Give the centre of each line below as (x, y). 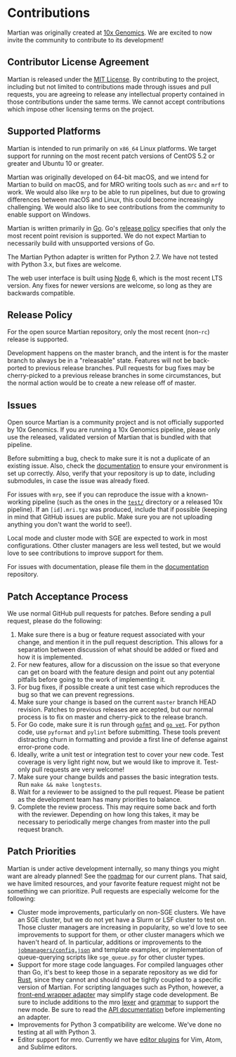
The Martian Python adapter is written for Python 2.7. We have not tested (113, 257)
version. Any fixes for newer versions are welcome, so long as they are (110, 285)
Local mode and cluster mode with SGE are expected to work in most (107, 538)
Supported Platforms (54, 132)
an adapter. (34, 1017)
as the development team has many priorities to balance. (100, 799)
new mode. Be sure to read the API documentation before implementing (121, 1009)
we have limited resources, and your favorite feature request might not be (114, 884)
